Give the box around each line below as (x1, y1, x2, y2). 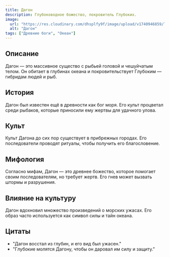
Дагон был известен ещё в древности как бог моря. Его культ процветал (5, 101, 163, 108)
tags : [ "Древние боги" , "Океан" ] (5, 31, 76, 36)
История (5, 88, 34, 97)
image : (5, 17, 19, 22)
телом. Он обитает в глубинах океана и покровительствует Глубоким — (5, 68, 162, 74)
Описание (5, 49, 39, 58)
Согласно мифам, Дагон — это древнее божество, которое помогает (5, 169, 156, 175)
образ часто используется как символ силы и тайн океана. (5, 213, 133, 219)
